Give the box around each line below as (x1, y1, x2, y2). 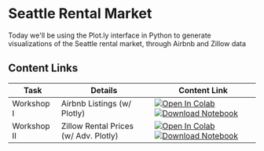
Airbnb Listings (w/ (61, 98, 132, 109)
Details (90, 84, 118, 95)
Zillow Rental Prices (61, 120, 134, 131)
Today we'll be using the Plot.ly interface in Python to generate (8, 31, 211, 40)
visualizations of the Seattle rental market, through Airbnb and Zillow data (8, 38, 246, 48)
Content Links (8, 62, 79, 75)
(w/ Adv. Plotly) (61, 130, 119, 141)
